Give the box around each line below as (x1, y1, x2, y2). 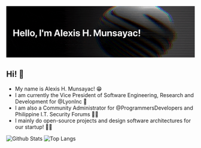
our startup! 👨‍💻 (14, 123, 53, 131)
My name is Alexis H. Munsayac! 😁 (14, 85, 102, 92)
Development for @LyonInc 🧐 (14, 98, 87, 105)
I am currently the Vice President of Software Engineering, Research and (14, 91, 194, 98)
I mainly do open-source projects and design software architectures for (14, 117, 191, 124)
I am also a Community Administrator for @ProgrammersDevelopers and (14, 104, 193, 111)
